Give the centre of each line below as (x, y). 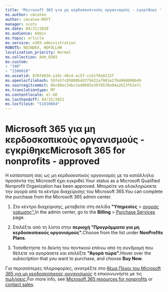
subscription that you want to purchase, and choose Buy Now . (78, 259)
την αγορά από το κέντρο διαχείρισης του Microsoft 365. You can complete (84, 192)
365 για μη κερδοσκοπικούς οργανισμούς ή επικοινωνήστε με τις (74, 274)
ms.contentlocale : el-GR (31, 95)
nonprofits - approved (53, 161)
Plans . (19, 238)
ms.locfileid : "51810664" (32, 104)
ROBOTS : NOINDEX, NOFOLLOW (34, 48)
